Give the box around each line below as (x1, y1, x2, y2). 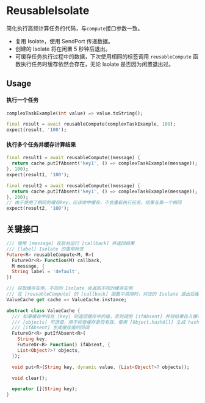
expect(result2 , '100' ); (6, 205, 70, 212)
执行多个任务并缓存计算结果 (6, 141, 76, 148)
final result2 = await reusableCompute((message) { (6, 182, 140, 189)
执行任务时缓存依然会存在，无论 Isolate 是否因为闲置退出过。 (20, 60, 174, 68)
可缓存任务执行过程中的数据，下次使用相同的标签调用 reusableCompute (15, 52, 192, 60)
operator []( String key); (12, 386, 78, 392)
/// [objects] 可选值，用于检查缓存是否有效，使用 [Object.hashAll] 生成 (12, 319, 186, 325)
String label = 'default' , (12, 269, 81, 275)
